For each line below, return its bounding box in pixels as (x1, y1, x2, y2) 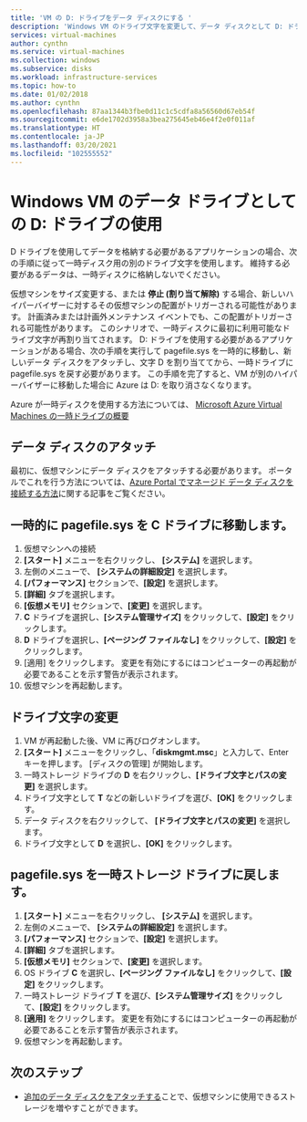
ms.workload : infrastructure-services (10, 73, 158, 82)
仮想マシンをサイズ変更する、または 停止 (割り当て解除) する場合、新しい (10, 288, 286, 299)
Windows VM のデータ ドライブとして (10, 191, 297, 212)
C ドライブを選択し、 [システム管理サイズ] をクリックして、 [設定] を (23, 612, 280, 623)
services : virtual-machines (10, 30, 118, 39)
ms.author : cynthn (10, 98, 80, 108)
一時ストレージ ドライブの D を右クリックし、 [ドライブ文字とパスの (23, 770, 279, 780)
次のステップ (10, 1065, 83, 1081)
